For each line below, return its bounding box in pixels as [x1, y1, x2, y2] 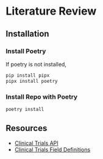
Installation [5, 29, 49, 39]
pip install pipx [5, 72, 50, 79]
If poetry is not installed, [5, 60, 66, 68]
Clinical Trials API [14, 139, 59, 147]
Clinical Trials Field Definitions [14, 146, 91, 153]
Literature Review [5, 4, 97, 18]
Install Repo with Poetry [5, 93, 78, 101]
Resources [5, 123, 48, 133]
